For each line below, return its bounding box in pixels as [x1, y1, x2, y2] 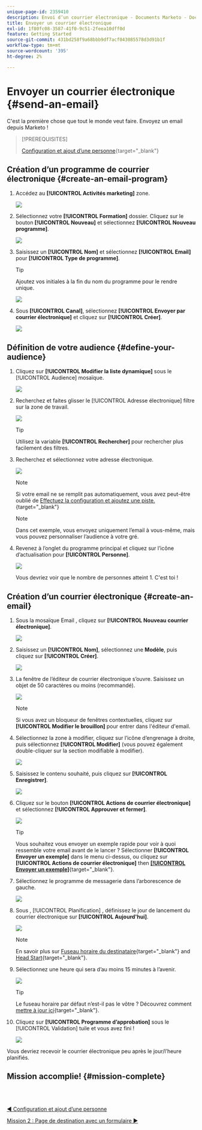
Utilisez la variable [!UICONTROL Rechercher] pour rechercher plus [15, 438, 183, 445]
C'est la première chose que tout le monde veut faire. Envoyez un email [7, 117, 183, 124]
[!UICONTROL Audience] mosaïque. [15, 374, 104, 382]
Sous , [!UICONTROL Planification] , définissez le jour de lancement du [15, 907, 191, 914]
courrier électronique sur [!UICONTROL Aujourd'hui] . [15, 913, 149, 920]
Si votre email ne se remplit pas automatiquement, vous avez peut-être [15, 490, 191, 498]
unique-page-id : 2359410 [7, 8, 69, 15]
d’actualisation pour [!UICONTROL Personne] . [15, 551, 130, 558]
